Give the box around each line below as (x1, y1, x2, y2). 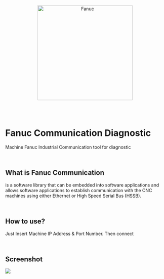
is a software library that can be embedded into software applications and (5, 182, 159, 188)
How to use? (5, 217, 46, 226)
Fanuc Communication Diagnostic (5, 127, 151, 139)
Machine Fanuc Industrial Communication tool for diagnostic (5, 144, 131, 150)
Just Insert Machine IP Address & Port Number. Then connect (5, 230, 134, 237)
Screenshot (5, 255, 43, 263)
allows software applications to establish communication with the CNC (5, 187, 152, 193)
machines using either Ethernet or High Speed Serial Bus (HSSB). (5, 193, 142, 199)
